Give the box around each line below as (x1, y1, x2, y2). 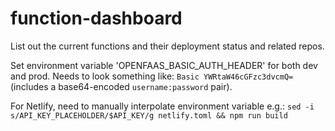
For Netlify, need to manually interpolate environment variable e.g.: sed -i (10, 100, 315, 112)
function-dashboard (10, 7, 183, 30)
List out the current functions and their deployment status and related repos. (10, 40, 325, 52)
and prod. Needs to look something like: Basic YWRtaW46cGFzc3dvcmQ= (10, 70, 294, 82)
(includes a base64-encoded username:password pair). (10, 80, 233, 92)
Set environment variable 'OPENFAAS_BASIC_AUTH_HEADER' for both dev (10, 59, 318, 71)
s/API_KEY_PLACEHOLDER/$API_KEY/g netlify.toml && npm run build (10, 110, 288, 121)
